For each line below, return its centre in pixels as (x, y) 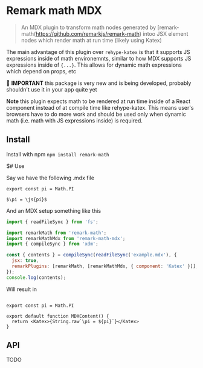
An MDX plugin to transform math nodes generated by (89, 27)
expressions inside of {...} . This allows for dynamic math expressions (94, 65)
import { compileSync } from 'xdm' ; (52, 244)
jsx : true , (25, 261)
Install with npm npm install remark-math (58, 154)
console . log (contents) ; (36, 277)
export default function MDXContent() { (58, 316)
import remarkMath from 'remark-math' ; (56, 233)
